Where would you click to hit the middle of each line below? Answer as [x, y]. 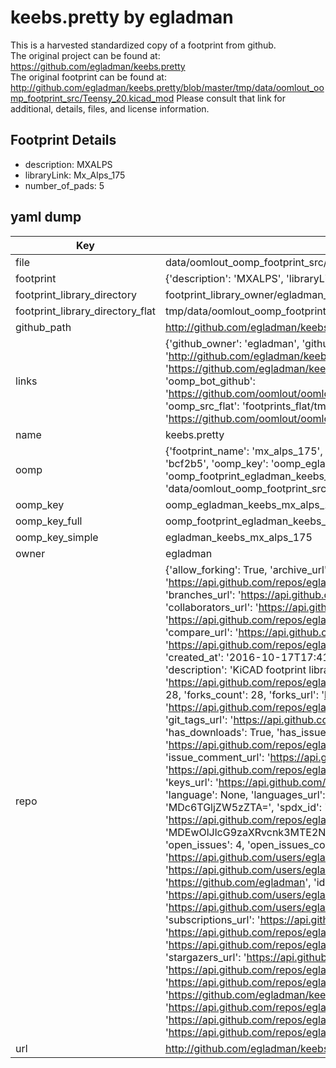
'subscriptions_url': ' [212, 919]
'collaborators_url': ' [211, 607]
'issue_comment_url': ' [217, 757]
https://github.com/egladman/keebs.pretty [98, 66]
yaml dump [46, 217]
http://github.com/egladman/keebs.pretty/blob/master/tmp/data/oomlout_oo [167, 87]
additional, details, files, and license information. [110, 108]
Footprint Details [63, 140]
